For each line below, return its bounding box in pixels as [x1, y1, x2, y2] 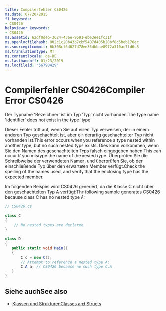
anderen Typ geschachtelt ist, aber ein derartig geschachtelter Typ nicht [5, 132, 154, 138]
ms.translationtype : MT [5, 49, 55, 54]
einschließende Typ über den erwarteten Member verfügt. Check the [5, 163, 145, 169]
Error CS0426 [5, 95, 64, 106]
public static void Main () [11, 245, 68, 251]
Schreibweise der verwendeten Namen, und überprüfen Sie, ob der [5, 158, 143, 164]
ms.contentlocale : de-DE [5, 53, 57, 59]
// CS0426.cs [5, 204, 32, 209]
